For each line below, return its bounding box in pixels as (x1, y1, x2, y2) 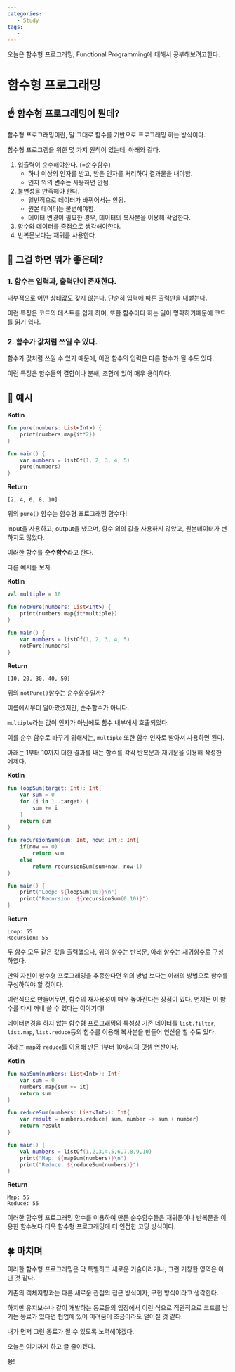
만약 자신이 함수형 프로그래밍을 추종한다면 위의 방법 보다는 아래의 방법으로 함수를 (7, 971, 229, 980)
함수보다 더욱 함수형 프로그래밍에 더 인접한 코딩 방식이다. (20, 1222, 176, 1231)
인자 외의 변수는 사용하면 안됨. (27, 178, 111, 187)
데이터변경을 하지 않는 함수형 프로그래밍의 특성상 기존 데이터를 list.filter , (7, 1019, 216, 1028)
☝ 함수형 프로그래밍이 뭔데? (7, 107, 120, 120)
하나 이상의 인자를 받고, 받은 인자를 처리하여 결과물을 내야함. (27, 170, 193, 178)
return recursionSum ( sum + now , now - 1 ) (32, 863, 142, 870)
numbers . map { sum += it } (20, 1083, 90, 1090)
